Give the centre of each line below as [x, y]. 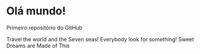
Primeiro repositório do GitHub [45, 28]
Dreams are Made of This [38, 46]
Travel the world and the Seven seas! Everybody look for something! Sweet [100, 39]
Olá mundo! [36, 11]
